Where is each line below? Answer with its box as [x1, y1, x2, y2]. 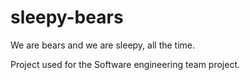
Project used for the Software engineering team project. [10, 58, 241, 70]
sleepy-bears [10, 6, 124, 29]
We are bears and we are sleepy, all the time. [10, 39, 196, 51]
